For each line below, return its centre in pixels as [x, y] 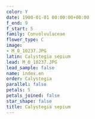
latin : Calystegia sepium [38, 56]
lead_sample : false [30, 68]
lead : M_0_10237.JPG [32, 62]
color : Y [17, 12]
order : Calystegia [29, 79]
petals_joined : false [33, 96]
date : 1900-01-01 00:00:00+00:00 [48, 17]
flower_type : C [25, 40]
